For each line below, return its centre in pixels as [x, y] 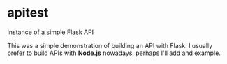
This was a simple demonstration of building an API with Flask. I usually [110, 45]
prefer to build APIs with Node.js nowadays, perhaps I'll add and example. [114, 53]
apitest [28, 13]
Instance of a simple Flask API [51, 32]
